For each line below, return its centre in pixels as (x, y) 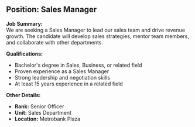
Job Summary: (24, 23)
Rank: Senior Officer (39, 106)
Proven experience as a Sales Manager (62, 71)
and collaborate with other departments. (55, 42)
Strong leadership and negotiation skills (62, 77)
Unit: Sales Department (43, 112)
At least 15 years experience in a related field (69, 84)
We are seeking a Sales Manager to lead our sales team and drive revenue (96, 30)
